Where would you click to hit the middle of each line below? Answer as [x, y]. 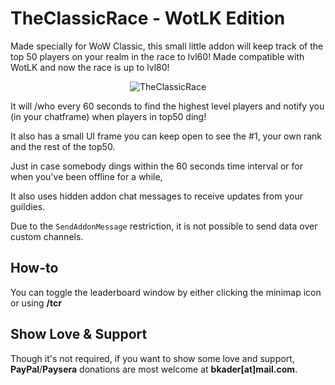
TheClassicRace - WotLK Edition [148, 18]
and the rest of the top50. [63, 146]
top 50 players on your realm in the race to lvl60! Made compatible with [157, 56]
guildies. [28, 206]
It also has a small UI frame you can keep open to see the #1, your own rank [166, 136]
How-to [34, 268]
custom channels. [47, 236]
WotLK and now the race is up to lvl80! [90, 67]
